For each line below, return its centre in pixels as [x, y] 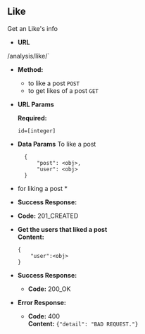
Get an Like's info [33, 28]
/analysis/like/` [29, 56]
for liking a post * [43, 188]
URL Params [36, 104]
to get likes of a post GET [63, 90]
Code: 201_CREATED [48, 216]
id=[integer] [37, 131]
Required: [32, 118]
